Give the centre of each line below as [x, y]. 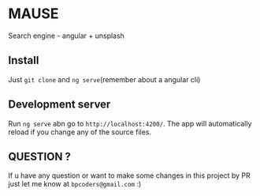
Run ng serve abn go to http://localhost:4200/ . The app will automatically [130, 123]
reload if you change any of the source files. [80, 132]
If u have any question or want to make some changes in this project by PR [129, 175]
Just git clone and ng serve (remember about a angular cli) [104, 79]
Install [24, 60]
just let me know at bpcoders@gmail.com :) [75, 184]
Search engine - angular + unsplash [66, 36]
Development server [59, 105]
